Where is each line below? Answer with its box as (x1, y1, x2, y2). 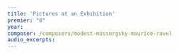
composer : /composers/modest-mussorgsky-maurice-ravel (7, 29, 173, 37)
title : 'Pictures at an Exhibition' (7, 10, 115, 18)
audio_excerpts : (7, 36, 55, 43)
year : (7, 23, 23, 30)
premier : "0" (7, 17, 46, 24)
